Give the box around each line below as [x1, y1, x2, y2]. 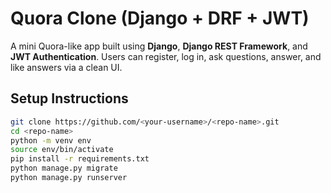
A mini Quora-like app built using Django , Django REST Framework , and [10, 40, 308, 52]
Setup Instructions [10, 90, 129, 107]
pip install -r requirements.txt [10, 154, 150, 164]
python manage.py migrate [10, 163, 118, 174]
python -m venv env [10, 135, 92, 146]
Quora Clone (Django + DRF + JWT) [10, 7, 310, 30]
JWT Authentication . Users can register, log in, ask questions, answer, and [10, 50, 322, 62]
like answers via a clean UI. [10, 61, 123, 73]
